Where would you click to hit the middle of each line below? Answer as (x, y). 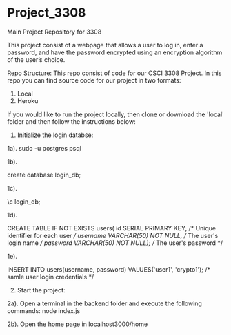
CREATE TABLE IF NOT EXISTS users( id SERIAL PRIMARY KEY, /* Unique (111, 228)
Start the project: (41, 290)
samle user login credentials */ (51, 277)
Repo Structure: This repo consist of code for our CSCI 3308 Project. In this (114, 73)
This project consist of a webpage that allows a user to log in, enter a (105, 45)
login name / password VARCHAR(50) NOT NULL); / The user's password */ (115, 243)
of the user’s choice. (36, 59)
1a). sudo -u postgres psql (44, 148)
